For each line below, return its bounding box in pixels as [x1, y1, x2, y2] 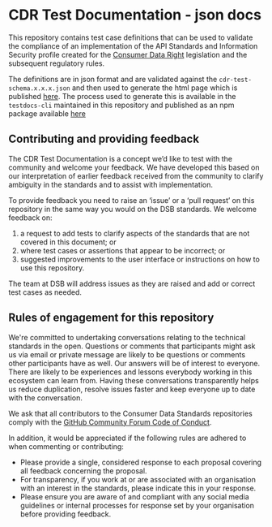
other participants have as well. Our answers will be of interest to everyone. [8, 358, 261, 368]
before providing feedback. [19, 509, 112, 519]
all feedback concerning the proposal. [19, 465, 147, 476]
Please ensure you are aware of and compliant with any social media [19, 491, 249, 501]
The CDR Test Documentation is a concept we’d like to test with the [8, 153, 233, 163]
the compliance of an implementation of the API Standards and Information [8, 41, 258, 50]
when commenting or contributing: [8, 441, 124, 451]
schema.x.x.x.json [8, 84, 70, 93]
